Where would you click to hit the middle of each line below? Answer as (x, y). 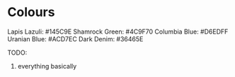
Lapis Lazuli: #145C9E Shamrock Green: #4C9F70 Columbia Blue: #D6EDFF (118, 31)
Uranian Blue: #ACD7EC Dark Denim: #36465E (75, 38)
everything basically (47, 66)
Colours (31, 12)
